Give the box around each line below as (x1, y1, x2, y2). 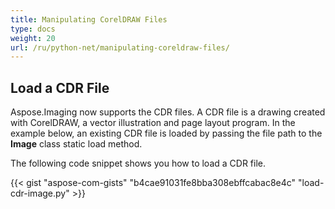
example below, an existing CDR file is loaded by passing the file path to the (10, 127, 323, 140)
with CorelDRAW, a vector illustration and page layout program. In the (10, 117, 296, 129)
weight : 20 (10, 33, 56, 43)
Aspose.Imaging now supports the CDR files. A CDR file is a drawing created (10, 106, 326, 118)
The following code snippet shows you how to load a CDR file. (10, 157, 267, 170)
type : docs (10, 24, 56, 34)
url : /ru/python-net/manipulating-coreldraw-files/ (10, 42, 230, 53)
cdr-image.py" (10, 187, 70, 200)
